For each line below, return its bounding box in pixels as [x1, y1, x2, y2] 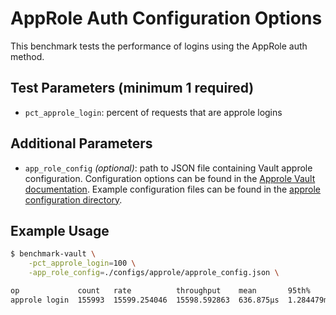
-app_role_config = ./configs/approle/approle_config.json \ [28, 268, 280, 278]
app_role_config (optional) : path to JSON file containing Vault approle [24, 162, 313, 174]
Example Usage [10, 222, 110, 239]
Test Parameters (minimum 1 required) [10, 80, 255, 97]
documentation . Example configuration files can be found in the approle [24, 183, 322, 195]
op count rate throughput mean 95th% [10, 286, 311, 296]
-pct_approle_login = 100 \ [28, 258, 137, 269]
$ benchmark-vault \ [10, 249, 97, 259]
